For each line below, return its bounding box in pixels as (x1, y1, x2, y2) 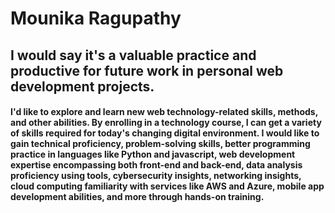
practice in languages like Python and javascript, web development (10, 148, 296, 161)
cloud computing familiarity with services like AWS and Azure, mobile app (10, 180, 325, 192)
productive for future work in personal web (10, 62, 284, 79)
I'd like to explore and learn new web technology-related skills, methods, (10, 106, 318, 118)
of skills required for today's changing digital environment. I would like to (10, 127, 320, 139)
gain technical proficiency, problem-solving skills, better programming (10, 138, 311, 150)
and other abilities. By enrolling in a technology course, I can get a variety (10, 117, 322, 129)
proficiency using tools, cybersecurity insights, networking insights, (10, 170, 302, 182)
